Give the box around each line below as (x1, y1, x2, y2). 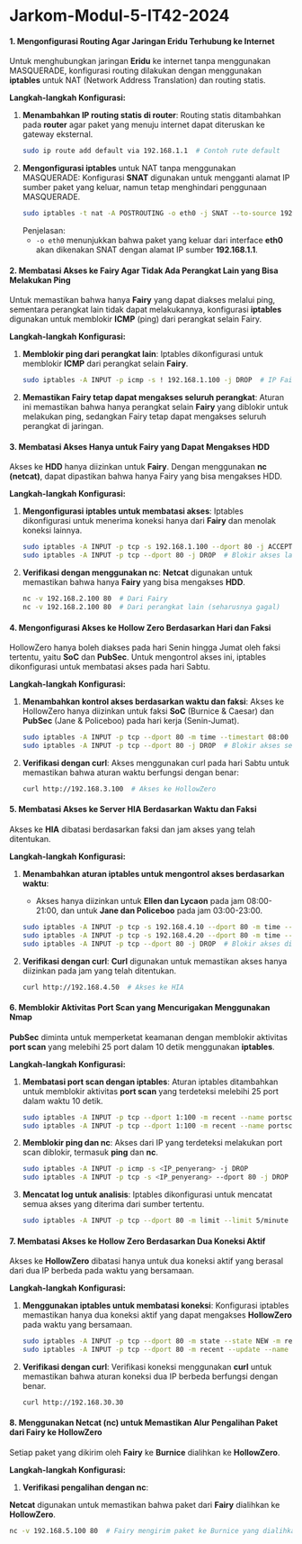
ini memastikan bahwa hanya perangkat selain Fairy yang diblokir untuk (22, 402, 289, 413)
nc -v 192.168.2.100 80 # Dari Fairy (22, 594, 168, 604)
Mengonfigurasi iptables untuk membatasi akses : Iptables (22, 506, 244, 516)
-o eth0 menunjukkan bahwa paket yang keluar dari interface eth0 (35, 235, 283, 246)
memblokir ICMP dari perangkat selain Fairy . (22, 358, 189, 370)
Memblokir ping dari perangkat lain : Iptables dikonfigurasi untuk (22, 349, 263, 360)
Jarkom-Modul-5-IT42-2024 (9, 5, 230, 26)
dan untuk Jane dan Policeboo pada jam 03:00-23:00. (60, 905, 263, 916)
